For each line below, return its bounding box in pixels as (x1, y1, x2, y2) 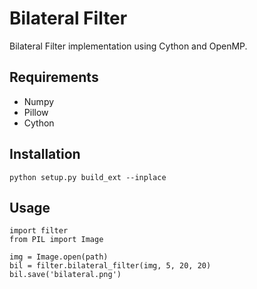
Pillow (23, 106, 49, 118)
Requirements (9, 69, 99, 86)
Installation (9, 146, 81, 163)
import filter (9, 226, 69, 236)
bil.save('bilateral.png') (9, 270, 122, 280)
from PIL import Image (9, 235, 104, 245)
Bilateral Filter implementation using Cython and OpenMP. (9, 40, 248, 52)
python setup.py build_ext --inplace (9, 172, 167, 182)
